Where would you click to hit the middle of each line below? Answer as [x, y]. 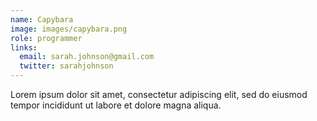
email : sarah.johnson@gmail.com [87, 57]
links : [24, 47]
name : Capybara [42, 19]
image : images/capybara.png [69, 29]
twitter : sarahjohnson [66, 66]
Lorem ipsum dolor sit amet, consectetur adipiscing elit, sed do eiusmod [159, 94]
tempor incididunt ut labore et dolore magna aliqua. [116, 105]
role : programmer [46, 38]
